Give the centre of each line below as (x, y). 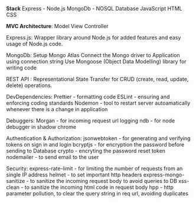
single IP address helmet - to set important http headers (74, 175)
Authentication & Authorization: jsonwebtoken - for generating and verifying (98, 138)
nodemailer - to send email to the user (53, 157)
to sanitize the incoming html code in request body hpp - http (99, 187)
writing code (22, 68)
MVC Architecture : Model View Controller (57, 26)
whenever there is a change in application (57, 109)
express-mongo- (164, 175)
